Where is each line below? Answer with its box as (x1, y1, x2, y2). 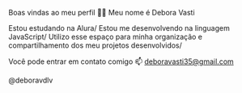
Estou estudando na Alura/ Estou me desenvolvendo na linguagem (8, 23, 231, 32)
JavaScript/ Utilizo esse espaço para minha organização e (8, 32, 203, 41)
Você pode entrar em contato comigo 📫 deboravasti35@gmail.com (8, 57, 235, 66)
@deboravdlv (8, 75, 53, 85)
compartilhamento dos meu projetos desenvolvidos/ (8, 40, 182, 50)
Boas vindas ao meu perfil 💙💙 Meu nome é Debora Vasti (8, 8, 196, 17)
